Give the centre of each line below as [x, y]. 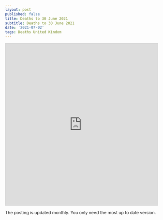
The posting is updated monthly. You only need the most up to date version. [81, 212]
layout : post [18, 9]
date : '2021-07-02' [25, 28]
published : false [22, 14]
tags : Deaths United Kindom [33, 32]
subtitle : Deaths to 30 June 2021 [40, 23]
